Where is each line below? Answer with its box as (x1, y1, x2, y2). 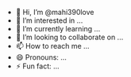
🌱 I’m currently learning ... (15, 24, 101, 33)
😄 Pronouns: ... (15, 53, 67, 62)
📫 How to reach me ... (15, 42, 90, 50)
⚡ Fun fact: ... (15, 61, 60, 71)
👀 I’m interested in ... (15, 16, 83, 25)
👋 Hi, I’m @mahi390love (15, 8, 94, 16)
